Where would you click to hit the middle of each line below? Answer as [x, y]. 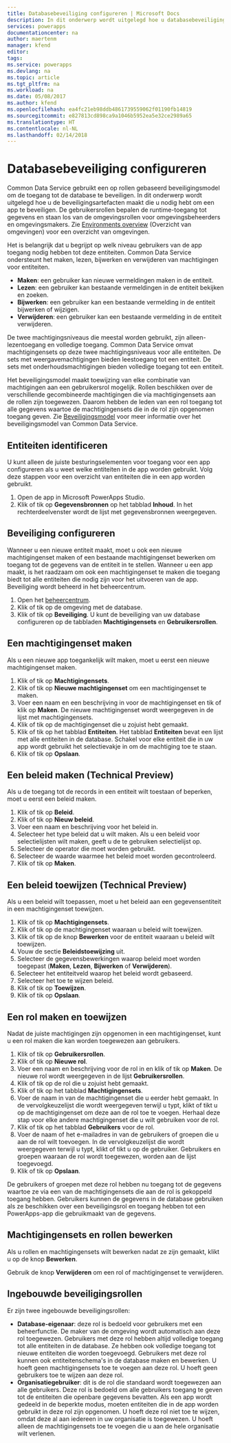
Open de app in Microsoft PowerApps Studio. [81, 497]
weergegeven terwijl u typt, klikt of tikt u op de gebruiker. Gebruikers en [119, 1149]
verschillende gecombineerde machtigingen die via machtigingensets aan [112, 395]
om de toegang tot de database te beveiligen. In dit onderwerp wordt [105, 195]
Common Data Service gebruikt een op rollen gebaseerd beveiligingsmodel [113, 188]
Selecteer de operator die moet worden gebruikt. [86, 849]
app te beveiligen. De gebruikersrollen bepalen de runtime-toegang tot [107, 210]
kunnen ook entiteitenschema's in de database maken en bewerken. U [117, 1360]
